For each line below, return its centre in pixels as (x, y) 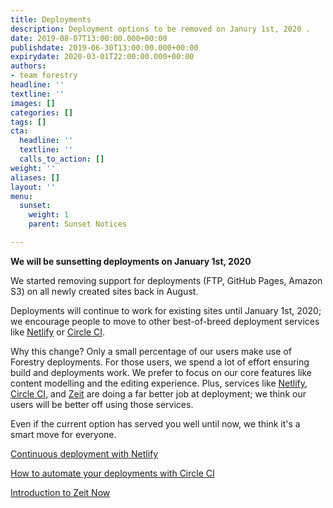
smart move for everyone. (63, 434)
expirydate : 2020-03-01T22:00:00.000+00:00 (102, 57)
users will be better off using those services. (102, 404)
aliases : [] (35, 177)
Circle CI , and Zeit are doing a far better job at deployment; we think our (158, 393)
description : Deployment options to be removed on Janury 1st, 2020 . (160, 29)
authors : (28, 66)
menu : (21, 196)
